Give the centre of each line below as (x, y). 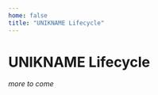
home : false (28, 15)
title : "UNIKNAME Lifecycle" (56, 23)
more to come (31, 84)
